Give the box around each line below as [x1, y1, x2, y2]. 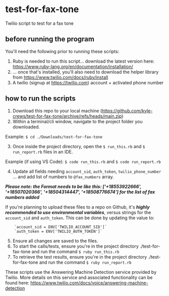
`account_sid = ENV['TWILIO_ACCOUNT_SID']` [14, 224, 107, 229]
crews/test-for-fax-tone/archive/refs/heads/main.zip [12, 113, 122, 119]
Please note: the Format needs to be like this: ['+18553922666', [5, 183, 142, 189]
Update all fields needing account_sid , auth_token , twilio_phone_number [12, 168, 161, 174]
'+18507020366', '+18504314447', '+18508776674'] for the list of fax [5, 188, 155, 195]
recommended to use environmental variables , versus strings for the [5, 209, 151, 215]
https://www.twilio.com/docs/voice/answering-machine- [30, 279, 148, 286]
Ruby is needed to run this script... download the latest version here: [12, 58, 155, 64]
